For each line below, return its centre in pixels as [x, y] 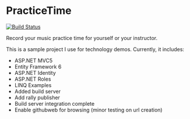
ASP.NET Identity [35, 73]
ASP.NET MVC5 [34, 60]
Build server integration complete [54, 103]
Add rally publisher [37, 98]
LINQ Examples [33, 85]
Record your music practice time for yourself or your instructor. [82, 38]
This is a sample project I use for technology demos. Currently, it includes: [95, 49]
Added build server [38, 91]
